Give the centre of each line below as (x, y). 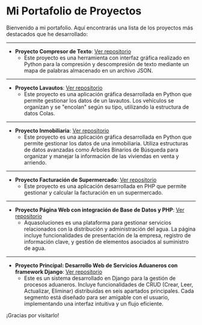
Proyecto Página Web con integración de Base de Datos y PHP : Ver (99, 210)
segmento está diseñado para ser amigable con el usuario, (96, 297)
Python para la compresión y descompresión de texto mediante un (106, 64)
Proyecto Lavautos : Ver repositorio (59, 88)
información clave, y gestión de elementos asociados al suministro (106, 241)
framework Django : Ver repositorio (59, 272)
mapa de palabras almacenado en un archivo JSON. (88, 70)
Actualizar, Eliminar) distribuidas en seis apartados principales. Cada (109, 291)
